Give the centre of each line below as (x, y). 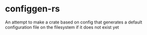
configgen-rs (32, 9)
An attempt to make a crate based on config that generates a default (74, 22)
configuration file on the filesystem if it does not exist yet (62, 27)
